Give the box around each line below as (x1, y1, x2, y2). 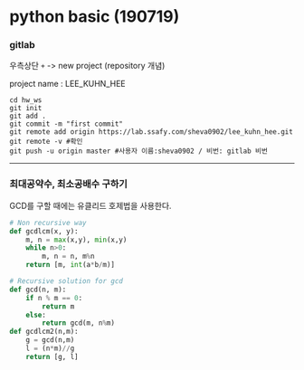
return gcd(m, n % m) (42, 318, 116, 327)
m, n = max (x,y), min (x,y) (25, 235, 128, 244)
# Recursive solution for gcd (9, 277, 124, 286)
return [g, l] (25, 352, 79, 361)
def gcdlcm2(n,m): (9, 327, 79, 337)
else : (25, 310, 47, 319)
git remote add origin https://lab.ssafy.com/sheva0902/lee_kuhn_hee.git (9, 128, 294, 137)
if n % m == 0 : (25, 293, 83, 302)
